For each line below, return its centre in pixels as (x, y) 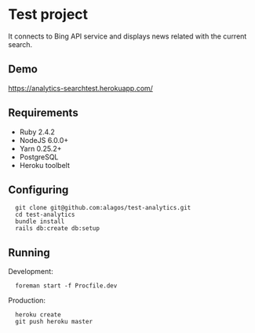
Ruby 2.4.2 (37, 132)
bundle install (40, 221)
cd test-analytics (46, 215)
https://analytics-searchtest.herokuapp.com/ (80, 88)
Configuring (38, 190)
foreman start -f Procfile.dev (66, 286)
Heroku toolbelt (45, 165)
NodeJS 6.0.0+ (44, 140)
